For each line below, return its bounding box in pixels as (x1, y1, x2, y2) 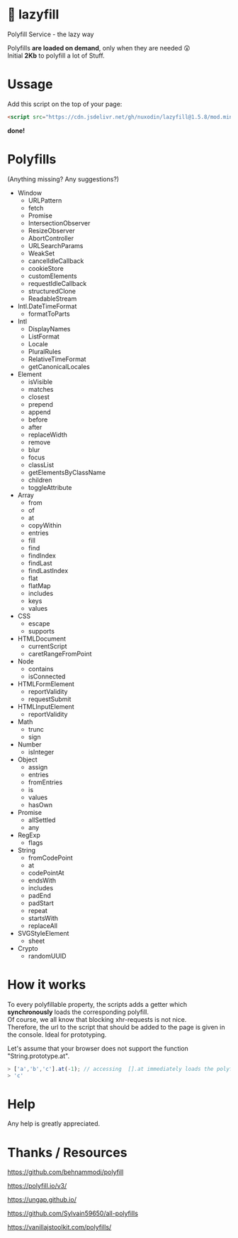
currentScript (28, 641, 67, 650)
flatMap (28, 581, 51, 589)
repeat (28, 906, 48, 914)
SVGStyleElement (17, 929, 69, 937)
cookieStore (28, 264, 64, 272)
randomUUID (28, 951, 67, 960)
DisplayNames (28, 324, 71, 333)
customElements (28, 272, 77, 280)
